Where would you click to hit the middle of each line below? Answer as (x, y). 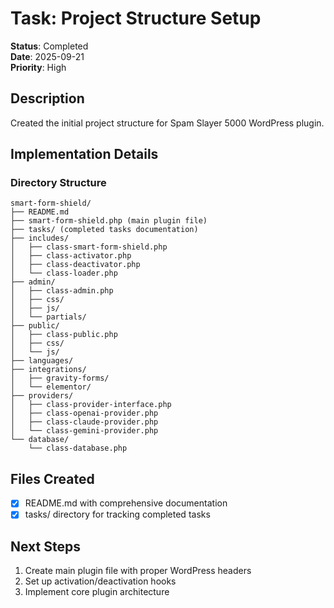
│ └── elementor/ (51, 387)
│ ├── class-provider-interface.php (91, 405)
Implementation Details (84, 154)
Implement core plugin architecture (97, 592)
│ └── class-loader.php (64, 273)
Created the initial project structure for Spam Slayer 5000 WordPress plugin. (167, 123)
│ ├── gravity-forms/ (60, 378)
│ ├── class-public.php (64, 335)
